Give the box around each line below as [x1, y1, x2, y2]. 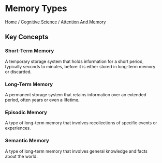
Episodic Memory [5, 109, 47, 116]
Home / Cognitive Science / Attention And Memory [5, 19, 106, 25]
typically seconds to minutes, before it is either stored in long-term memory [5, 63, 156, 69]
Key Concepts [5, 33, 48, 41]
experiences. [5, 125, 31, 131]
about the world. [5, 153, 38, 159]
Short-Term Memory [5, 47, 54, 54]
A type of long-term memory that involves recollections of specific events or [5, 120, 157, 126]
